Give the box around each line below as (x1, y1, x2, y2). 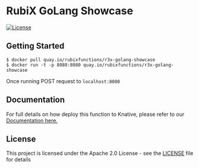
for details (6, 156, 31, 163)
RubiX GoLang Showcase (6, 4, 134, 18)
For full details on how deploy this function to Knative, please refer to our (6, 110, 185, 118)
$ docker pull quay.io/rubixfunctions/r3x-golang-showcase (6, 56, 156, 63)
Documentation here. (6, 117, 58, 124)
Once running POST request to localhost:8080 (6, 77, 121, 84)
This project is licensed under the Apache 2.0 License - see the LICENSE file (6, 150, 194, 157)
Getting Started (6, 41, 65, 51)
